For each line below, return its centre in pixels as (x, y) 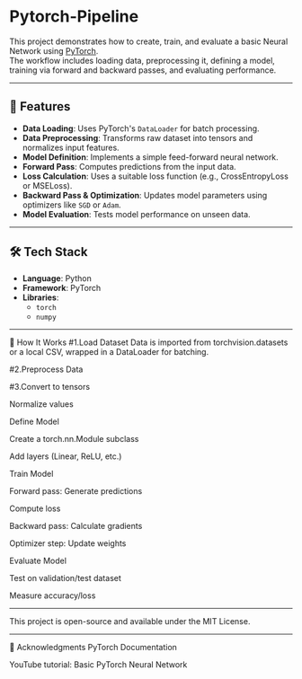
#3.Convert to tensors (50, 386)
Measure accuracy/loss (53, 595)
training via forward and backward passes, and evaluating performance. (143, 70)
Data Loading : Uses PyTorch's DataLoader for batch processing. (141, 128)
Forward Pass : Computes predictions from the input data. (129, 166)
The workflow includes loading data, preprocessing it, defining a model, (142, 60)
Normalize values (41, 404)
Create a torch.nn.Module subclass (74, 438)
